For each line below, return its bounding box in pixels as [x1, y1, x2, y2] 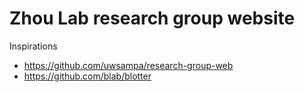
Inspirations [9, 40, 58, 52]
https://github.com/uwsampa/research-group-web [23, 59, 234, 71]
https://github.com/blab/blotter [23, 70, 152, 82]
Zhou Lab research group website [9, 7, 296, 30]
